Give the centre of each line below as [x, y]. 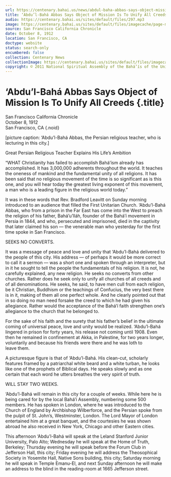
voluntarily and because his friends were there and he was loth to [74, 343]
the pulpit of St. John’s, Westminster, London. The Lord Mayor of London [81, 416]
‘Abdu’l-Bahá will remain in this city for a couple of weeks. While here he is [83, 394]
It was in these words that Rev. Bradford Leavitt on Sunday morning [76, 200]
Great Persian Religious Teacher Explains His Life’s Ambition [68, 153]
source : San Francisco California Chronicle [53, 29]
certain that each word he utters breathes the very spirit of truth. [73, 374]
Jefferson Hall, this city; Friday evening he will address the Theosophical [81, 453]
